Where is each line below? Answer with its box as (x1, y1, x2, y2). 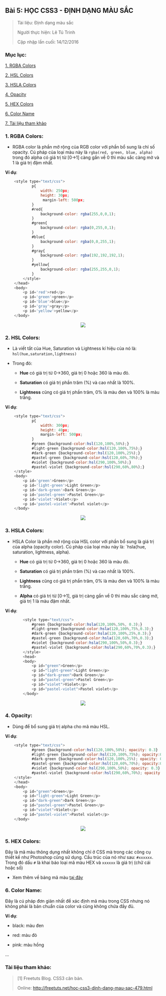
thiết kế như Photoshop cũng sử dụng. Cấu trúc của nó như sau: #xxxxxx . (5, 854, 154, 860)
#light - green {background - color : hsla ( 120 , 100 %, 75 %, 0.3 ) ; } (31, 626, 154, 631)
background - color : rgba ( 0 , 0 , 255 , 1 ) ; (40, 239, 116, 244)
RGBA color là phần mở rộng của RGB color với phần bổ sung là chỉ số (12, 144, 155, 150)
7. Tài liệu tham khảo (5, 120, 47, 126)
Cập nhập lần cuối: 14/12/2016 (17, 39, 79, 45)
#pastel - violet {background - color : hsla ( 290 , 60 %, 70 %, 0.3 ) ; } (31, 645, 156, 650)
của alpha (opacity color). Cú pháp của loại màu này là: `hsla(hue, (12, 543, 146, 549)
